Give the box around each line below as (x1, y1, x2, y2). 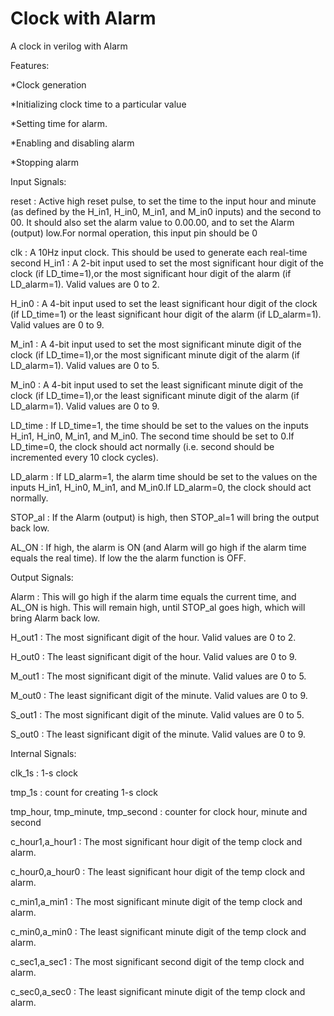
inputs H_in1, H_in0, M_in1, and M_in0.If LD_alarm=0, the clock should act (10, 481, 312, 493)
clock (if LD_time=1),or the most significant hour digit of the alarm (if (10, 267, 292, 279)
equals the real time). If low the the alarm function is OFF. (10, 552, 247, 564)
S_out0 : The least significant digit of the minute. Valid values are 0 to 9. (10, 728, 307, 740)
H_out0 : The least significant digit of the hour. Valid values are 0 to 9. (10, 650, 298, 662)
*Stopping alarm (10, 156, 80, 168)
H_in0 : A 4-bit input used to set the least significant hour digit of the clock (10, 297, 318, 309)
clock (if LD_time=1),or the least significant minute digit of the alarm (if (10, 389, 300, 401)
